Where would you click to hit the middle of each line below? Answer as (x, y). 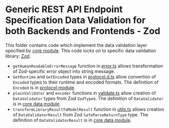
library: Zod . (18, 56)
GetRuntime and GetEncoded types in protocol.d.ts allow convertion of (84, 76)
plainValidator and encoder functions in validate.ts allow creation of (84, 93)
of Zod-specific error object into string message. (64, 71)
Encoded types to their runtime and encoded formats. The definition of (86, 82)
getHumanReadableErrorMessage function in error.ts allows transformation (88, 66)
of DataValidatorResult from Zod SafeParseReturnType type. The (80, 114)
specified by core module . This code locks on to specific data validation (81, 50)
